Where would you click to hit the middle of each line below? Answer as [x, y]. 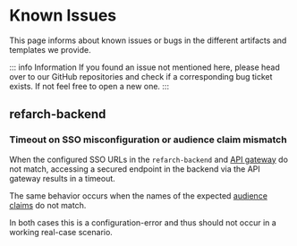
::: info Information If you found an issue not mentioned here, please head [144, 67]
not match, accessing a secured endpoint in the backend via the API [135, 169]
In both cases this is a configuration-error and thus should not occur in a [143, 222]
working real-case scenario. [61, 232]
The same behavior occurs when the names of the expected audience [139, 195]
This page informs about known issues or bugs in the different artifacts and [148, 40]
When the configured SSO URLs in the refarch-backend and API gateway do [149, 159]
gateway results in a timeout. [63, 178]
